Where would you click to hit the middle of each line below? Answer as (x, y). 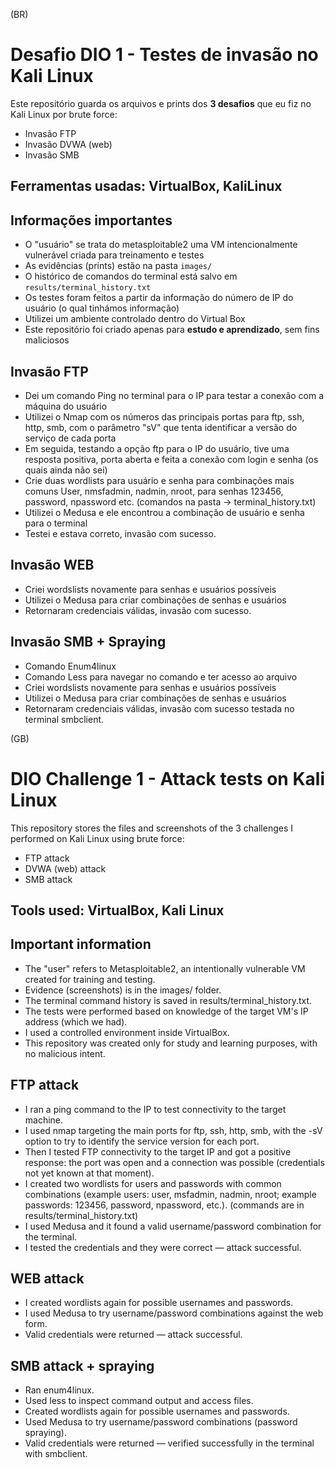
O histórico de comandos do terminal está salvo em (131, 276)
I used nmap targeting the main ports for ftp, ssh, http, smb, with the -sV (173, 1130)
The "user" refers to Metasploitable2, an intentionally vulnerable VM (165, 968)
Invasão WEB (52, 565)
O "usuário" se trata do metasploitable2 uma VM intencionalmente (161, 245)
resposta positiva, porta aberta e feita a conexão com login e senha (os (171, 459)
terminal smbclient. (64, 719)
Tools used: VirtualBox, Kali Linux (117, 910)
